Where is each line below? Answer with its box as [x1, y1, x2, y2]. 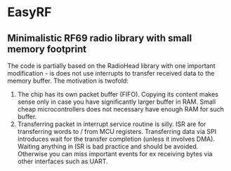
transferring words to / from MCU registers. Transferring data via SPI [17, 128, 217, 135]
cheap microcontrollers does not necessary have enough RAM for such [17, 105, 225, 113]
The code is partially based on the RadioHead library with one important [7, 62, 216, 70]
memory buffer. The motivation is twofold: [7, 76, 128, 85]
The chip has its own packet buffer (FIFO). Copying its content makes [17, 90, 219, 98]
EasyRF [7, 4, 52, 20]
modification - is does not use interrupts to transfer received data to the [7, 69, 215, 77]
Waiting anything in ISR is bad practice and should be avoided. [17, 142, 199, 151]
